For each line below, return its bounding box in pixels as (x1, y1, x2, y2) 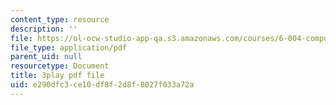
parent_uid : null (10, 52, 83, 62)
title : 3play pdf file (10, 71, 105, 81)
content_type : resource (10, 14, 110, 25)
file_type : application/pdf (10, 42, 128, 53)
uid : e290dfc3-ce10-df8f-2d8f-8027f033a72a (10, 80, 195, 90)
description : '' (10, 24, 78, 34)
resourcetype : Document (10, 61, 110, 71)
